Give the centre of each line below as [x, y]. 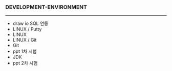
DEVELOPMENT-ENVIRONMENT [46, 7]
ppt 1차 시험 [25, 51]
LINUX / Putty [27, 29]
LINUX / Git [25, 40]
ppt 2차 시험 [25, 63]
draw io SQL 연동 [30, 23]
